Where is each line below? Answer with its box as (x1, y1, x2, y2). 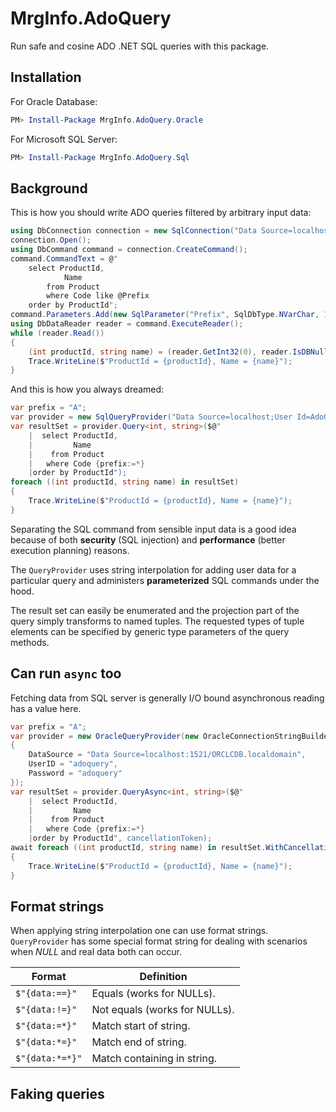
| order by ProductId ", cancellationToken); (28, 833, 213, 844)
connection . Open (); (10, 235, 92, 246)
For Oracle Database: (10, 95, 98, 107)
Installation (10, 69, 82, 86)
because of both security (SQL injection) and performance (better (10, 533, 286, 546)
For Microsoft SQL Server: (10, 133, 118, 145)
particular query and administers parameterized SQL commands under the (10, 574, 320, 586)
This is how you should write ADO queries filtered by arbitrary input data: (10, 207, 312, 219)
